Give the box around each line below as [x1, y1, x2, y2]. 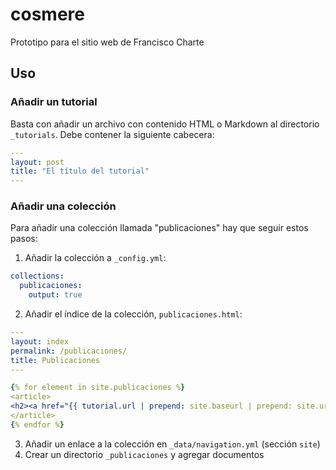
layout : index [10, 336, 70, 347]
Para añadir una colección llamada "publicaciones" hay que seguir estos [10, 222, 309, 234]
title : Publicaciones [10, 355, 101, 365]
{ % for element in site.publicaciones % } [10, 383, 186, 393]
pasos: [10, 233, 38, 245]
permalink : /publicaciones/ [10, 346, 128, 356]
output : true [28, 290, 83, 300]
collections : [10, 271, 65, 282]
